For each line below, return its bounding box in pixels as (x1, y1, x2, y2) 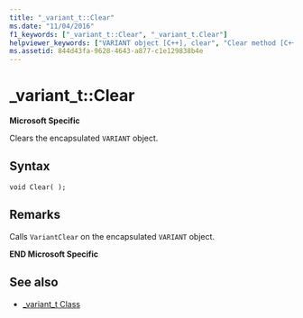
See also (9, 275, 59, 290)
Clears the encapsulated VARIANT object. (9, 132, 159, 144)
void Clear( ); (9, 182, 67, 192)
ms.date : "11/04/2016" (9, 22, 95, 31)
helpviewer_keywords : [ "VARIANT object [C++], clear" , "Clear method (9, 38, 277, 48)
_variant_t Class (22, 298, 81, 309)
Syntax (9, 159, 50, 174)
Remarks (9, 207, 61, 223)
